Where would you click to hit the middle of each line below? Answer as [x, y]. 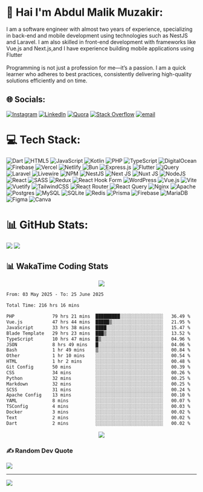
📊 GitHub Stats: [47, 225]
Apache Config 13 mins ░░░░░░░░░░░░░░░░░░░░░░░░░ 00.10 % [98, 395]
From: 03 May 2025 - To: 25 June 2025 [55, 295]
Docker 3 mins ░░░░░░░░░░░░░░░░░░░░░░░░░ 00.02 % [98, 412]
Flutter [14, 54]
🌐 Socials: [26, 100]
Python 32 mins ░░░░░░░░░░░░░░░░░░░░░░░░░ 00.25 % [98, 378]
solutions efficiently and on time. [47, 80]
